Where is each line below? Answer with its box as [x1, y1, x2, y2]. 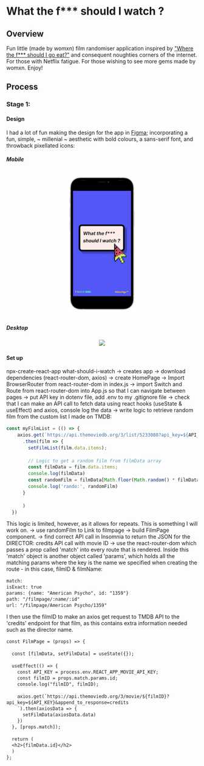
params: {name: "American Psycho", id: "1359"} [6, 590, 129, 596]
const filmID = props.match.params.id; [17, 675, 118, 681]
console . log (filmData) [28, 471, 86, 477]
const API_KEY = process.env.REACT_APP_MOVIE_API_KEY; [17, 669, 159, 675]
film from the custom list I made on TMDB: [6, 413, 112, 420]
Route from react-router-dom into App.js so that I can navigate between [6, 387, 186, 395]
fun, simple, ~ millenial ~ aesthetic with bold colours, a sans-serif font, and [6, 135, 193, 143]
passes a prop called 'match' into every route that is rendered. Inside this [6, 546, 189, 553]
